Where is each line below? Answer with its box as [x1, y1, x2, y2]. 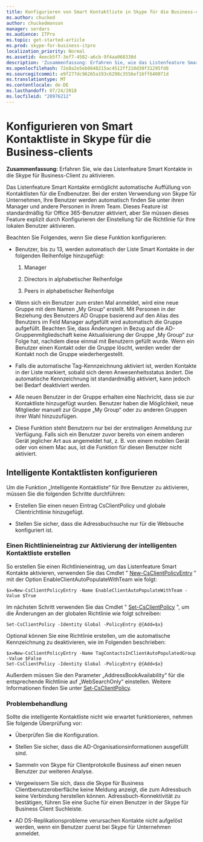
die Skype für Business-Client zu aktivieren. [6, 171, 116, 179]
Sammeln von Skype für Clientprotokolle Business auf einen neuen [14, 761, 181, 769]
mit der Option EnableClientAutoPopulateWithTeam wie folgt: [6, 575, 157, 583]
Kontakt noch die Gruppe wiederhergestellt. [14, 350, 124, 357]
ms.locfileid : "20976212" [6, 93, 71, 99]
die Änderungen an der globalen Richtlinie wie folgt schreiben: [6, 609, 161, 617]
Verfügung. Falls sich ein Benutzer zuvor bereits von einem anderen [14, 431, 184, 438]
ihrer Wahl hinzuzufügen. [14, 413, 78, 420]
